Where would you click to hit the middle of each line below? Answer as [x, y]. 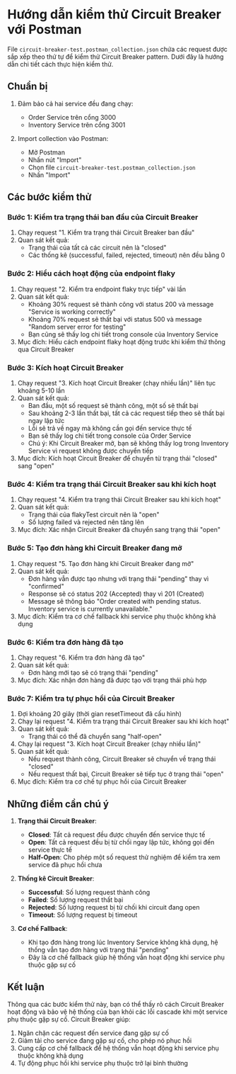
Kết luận [26, 987]
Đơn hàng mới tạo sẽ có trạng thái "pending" [93, 672]
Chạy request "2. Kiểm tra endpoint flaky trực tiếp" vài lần [101, 289]
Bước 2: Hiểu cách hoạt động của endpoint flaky [91, 273]
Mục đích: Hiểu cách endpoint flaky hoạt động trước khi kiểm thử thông [122, 341]
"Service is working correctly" [72, 312]
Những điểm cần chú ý [58, 804]
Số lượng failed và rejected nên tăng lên [86, 522]
